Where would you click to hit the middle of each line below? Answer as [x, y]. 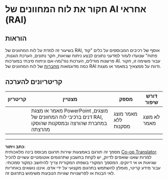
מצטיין [70, 99]
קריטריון [17, 99]
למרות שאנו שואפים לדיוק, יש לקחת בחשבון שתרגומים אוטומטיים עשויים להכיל [78, 157]
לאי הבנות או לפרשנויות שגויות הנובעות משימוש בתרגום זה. [60, 173]
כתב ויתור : [15, 146]
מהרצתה [40, 129]
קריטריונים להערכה [34, 82]
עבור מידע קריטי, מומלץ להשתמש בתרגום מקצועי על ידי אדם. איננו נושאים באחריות [83, 167]
